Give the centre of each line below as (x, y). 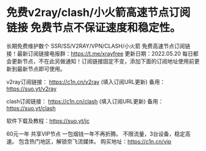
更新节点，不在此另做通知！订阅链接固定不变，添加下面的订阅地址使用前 (103, 61)
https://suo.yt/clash (31, 108)
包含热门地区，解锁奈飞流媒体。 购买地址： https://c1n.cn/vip (95, 141)
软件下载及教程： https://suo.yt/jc (48, 120)
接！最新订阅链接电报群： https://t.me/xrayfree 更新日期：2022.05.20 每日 (100, 53)
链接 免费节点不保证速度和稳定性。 (93, 28)
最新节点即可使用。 (41, 68)
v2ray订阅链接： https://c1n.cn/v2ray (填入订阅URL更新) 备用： (86, 82)
